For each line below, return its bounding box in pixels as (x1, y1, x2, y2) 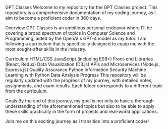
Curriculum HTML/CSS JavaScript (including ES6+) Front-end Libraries (5, 56, 153, 62)
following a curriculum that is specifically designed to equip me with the (5, 41, 155, 47)
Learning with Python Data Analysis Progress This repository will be (5, 72, 146, 78)
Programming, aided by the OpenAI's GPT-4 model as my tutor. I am (5, 35, 147, 41)
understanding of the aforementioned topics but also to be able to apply (5, 103, 155, 109)
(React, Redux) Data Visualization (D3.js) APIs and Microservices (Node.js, (5, 61, 160, 67)
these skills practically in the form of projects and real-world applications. (5, 108, 158, 114)
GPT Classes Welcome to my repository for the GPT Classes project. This (5, 5, 158, 10)
